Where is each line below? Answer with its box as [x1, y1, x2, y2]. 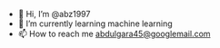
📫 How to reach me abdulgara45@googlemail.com [17, 28, 211, 39]
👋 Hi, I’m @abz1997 [17, 9, 91, 19]
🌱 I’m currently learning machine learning [17, 18, 173, 29]
